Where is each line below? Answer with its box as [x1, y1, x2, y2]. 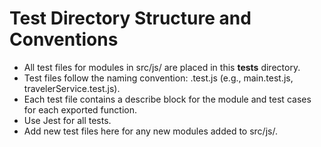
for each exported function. [23, 103, 138, 116]
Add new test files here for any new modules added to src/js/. [23, 125, 278, 137]
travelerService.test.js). [23, 82, 121, 94]
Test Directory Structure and [9, 7, 252, 30]
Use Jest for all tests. [23, 114, 112, 126]
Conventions [9, 28, 119, 51]
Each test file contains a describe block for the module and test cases [23, 93, 312, 105]
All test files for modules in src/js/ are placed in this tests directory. [23, 61, 301, 73]
